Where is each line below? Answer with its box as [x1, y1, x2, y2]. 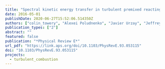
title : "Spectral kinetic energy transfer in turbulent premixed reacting [5, 7, 162, 12]
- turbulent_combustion [9, 57, 58, 62]
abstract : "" [5, 30, 32, 34]
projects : [5, 52, 26, 57]
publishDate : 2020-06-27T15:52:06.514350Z [5, 16, 93, 21]
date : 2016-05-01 [5, 12, 41, 17]
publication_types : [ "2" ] [5, 25, 58, 30]
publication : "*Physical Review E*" [5, 39, 80, 44]
